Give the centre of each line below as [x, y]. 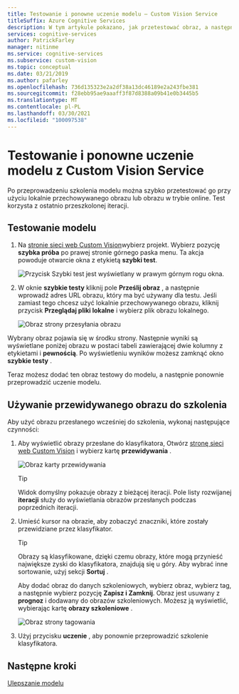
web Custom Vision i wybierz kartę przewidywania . [95, 451]
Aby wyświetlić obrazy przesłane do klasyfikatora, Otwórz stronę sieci [121, 444]
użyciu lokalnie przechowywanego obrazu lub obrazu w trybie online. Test [116, 198]
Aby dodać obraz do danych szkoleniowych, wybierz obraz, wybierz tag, [124, 586]
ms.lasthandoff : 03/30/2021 [49, 113]
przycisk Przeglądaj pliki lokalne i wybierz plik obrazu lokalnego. [113, 310]
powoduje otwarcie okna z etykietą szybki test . [87, 260]
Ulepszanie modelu [36, 683]
